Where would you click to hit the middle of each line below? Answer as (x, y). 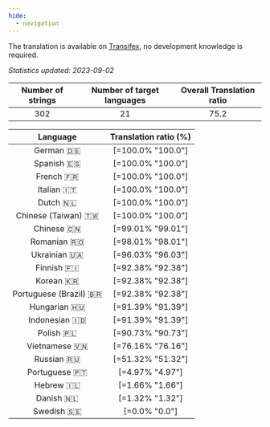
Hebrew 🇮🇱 (57, 384)
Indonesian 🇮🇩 (57, 319)
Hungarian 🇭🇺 (57, 307)
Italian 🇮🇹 (57, 189)
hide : (17, 16)
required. (23, 55)
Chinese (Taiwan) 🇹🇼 (57, 215)
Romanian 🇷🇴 (57, 242)
